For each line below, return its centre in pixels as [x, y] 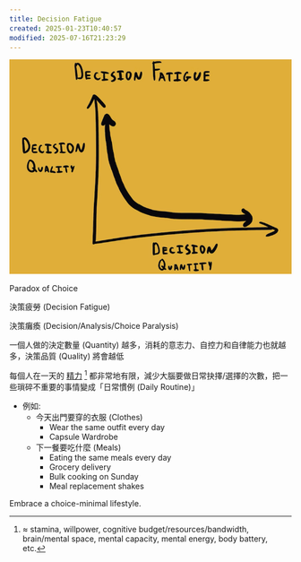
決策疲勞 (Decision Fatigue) [60, 307]
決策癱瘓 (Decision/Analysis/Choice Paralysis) [94, 326]
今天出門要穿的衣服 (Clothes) [89, 417]
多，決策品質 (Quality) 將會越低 [67, 356]
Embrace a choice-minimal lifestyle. [75, 503]
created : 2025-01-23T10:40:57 [66, 28]
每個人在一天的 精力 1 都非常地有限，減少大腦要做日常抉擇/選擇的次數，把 [145, 375]
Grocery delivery [80, 467]
